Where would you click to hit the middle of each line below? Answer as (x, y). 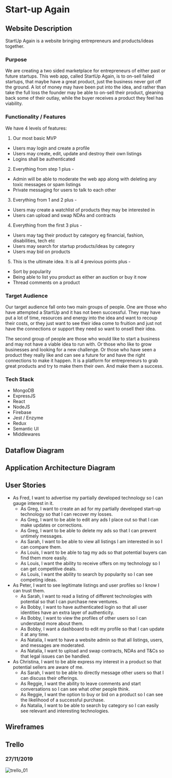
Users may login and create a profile (51, 148)
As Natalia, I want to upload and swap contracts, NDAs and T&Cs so (92, 650)
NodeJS (21, 407)
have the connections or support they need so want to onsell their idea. (81, 329)
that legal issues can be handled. (55, 656)
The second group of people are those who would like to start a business (83, 338)
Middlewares (26, 434)
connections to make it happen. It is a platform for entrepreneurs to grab (82, 360)
